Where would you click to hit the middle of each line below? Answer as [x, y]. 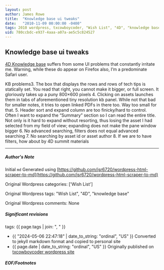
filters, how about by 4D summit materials [47, 141]
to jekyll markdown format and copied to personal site [66, 241]
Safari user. [17, 74]
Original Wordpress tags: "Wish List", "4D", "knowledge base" [67, 194]
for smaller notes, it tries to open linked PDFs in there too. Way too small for [81, 105]
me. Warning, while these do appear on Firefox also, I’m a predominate [76, 69]
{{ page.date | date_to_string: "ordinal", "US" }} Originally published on [83, 246]
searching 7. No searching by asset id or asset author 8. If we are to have [78, 136]
